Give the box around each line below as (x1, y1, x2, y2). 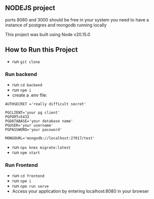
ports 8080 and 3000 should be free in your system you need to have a (5, 17, 149, 22)
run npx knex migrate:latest (12, 144, 71, 150)
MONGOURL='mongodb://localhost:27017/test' (5, 136, 95, 140)
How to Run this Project (5, 46, 78, 54)
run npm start (12, 149, 40, 155)
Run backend (5, 71, 37, 78)
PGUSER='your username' (5, 123, 54, 128)
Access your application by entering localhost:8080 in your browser (12, 188, 149, 194)
